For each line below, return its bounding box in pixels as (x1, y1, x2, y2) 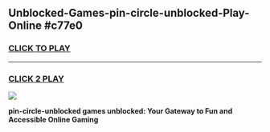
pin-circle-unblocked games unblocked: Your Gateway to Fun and (8, 106, 233, 115)
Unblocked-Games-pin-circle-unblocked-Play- (8, 6, 250, 20)
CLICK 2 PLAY (8, 73, 64, 84)
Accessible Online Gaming (8, 114, 99, 124)
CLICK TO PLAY (8, 43, 71, 54)
